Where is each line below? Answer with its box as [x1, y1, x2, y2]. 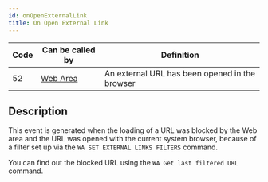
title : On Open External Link [8, 19, 109, 27]
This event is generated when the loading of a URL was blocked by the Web [8, 126, 258, 135]
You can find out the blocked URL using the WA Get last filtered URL [8, 158, 239, 168]
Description [8, 104, 68, 118]
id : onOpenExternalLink [8, 11, 88, 20]
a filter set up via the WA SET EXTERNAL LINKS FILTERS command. [8, 142, 218, 152]
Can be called [41, 45, 96, 56]
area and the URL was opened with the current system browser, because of [8, 134, 257, 144]
